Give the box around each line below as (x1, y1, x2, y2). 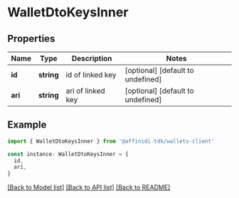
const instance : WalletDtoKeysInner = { (7, 150, 129, 158)
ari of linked (65, 86, 105, 96)
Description (71, 54, 112, 63)
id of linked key (65, 70, 117, 79)
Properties (7, 33, 55, 45)
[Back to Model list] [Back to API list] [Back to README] (7, 183, 171, 192)
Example (7, 119, 47, 131)
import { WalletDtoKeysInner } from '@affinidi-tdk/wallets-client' (7, 138, 215, 145)
